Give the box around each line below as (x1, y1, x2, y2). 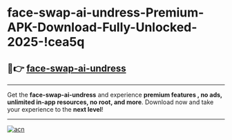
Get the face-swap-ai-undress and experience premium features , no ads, (7, 91, 222, 99)
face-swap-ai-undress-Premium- (7, 5, 204, 21)
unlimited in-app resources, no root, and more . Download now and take (7, 98, 214, 106)
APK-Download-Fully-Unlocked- (7, 19, 197, 35)
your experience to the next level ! (7, 106, 104, 113)
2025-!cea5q (7, 34, 85, 50)
